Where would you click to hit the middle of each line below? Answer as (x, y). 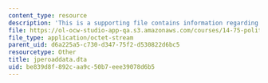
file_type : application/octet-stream (71, 38)
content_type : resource (48, 15)
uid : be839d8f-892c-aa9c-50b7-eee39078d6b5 (82, 67)
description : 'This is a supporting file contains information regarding (134, 23)
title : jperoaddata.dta (48, 60)
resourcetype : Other (43, 52)
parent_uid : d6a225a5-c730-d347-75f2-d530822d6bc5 (94, 45)
